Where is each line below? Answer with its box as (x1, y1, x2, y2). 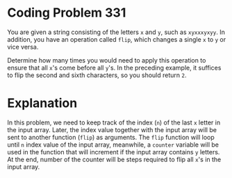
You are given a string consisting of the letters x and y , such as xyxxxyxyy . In (7, 28, 226, 36)
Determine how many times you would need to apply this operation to (7, 56, 206, 64)
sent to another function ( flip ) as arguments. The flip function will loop (7, 133, 215, 141)
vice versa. (7, 42, 39, 51)
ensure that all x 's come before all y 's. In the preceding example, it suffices (7, 63, 222, 72)
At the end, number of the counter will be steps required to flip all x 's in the (7, 155, 222, 163)
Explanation (7, 95, 78, 111)
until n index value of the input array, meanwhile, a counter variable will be (7, 140, 219, 149)
